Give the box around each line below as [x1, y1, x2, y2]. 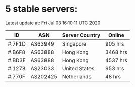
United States [62, 65, 95, 72]
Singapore [62, 40, 87, 47]
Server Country [62, 31, 101, 38]
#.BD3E [8, 57, 26, 64]
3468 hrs [105, 49, 127, 56]
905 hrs [105, 40, 124, 47]
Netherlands [62, 73, 92, 80]
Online [108, 31, 125, 38]
